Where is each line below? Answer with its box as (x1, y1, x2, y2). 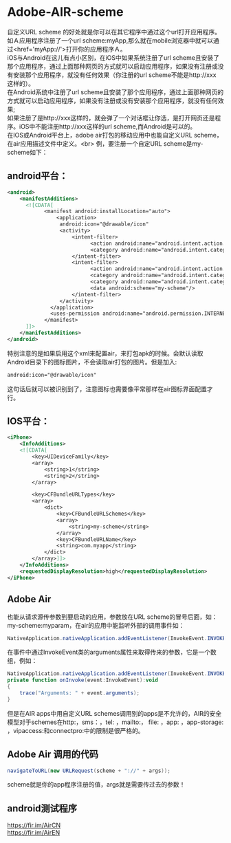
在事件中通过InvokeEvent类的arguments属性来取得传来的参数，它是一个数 (7, 648, 217, 657)
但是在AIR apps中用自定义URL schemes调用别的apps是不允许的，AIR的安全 (7, 709, 222, 717)
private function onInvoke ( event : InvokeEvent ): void (7, 677, 158, 684)
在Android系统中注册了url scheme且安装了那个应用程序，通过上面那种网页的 (7, 87, 224, 96)
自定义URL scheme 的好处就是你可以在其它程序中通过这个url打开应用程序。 (7, 28, 221, 36)
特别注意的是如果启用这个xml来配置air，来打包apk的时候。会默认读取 (7, 349, 203, 358)
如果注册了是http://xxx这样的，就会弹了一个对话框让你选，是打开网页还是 (7, 113, 215, 122)
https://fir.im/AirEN (7, 829, 60, 837)
